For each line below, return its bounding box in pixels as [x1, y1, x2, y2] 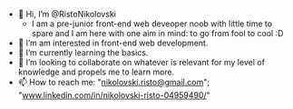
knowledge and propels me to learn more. [17, 66, 175, 77]
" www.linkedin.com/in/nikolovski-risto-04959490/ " [17, 90, 210, 100]
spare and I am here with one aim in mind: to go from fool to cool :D [31, 28, 284, 38]
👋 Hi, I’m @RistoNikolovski [17, 9, 116, 19]
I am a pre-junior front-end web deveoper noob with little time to [31, 18, 273, 29]
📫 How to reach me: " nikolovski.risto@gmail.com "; [17, 77, 210, 87]
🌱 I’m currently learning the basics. [17, 47, 149, 58]
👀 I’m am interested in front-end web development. [17, 37, 209, 48]
